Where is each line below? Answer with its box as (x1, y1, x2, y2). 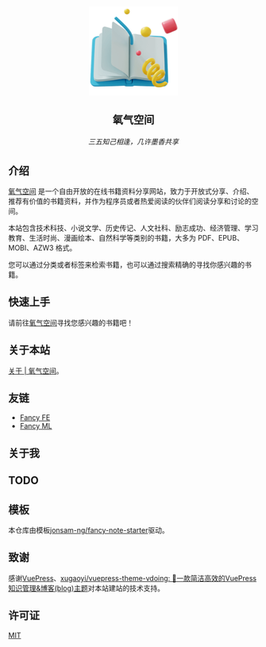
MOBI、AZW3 (8, 243, 54, 252)
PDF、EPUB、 (197, 233, 245, 243)
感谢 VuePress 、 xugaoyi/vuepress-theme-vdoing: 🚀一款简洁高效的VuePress (8, 573, 256, 583)
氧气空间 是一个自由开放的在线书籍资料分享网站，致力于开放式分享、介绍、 (8, 187, 254, 196)
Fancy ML (19, 422, 52, 431)
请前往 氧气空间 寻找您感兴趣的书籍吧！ (8, 318, 133, 327)
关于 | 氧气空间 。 (8, 366, 64, 375)
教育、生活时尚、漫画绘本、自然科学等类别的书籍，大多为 (8, 233, 196, 243)
